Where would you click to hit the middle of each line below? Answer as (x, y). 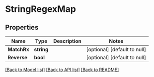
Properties (22, 27)
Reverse (18, 58)
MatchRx (19, 49)
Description (67, 41)
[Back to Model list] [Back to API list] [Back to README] (62, 70)
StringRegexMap (40, 9)
